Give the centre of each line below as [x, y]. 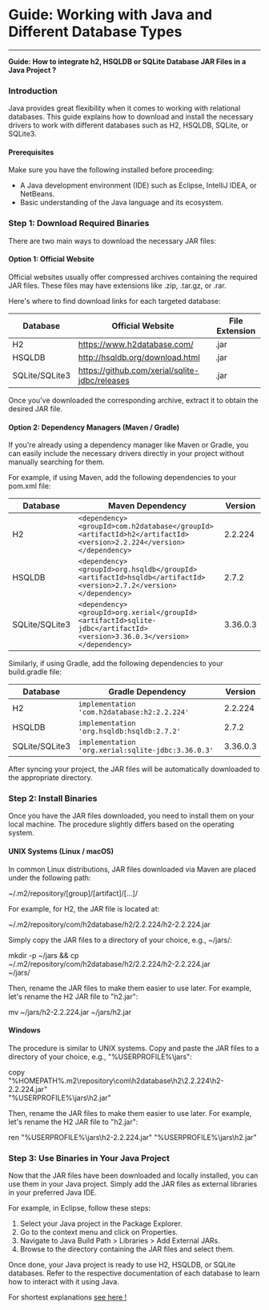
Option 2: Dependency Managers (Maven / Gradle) [94, 427]
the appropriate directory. [50, 778]
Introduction [33, 91]
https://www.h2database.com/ [136, 344]
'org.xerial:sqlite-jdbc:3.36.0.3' [146, 750]
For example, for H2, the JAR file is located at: [84, 908]
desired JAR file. [35, 408]
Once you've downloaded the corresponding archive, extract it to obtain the [133, 400]
